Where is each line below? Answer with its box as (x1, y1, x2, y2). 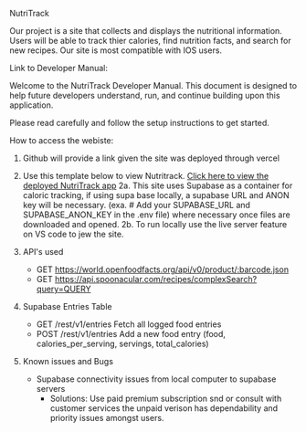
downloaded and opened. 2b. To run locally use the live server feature (22, 219, 288, 229)
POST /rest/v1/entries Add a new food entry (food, (36, 329, 227, 339)
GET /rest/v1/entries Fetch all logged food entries (36, 319, 222, 330)
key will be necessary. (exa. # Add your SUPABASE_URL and (22, 200, 251, 210)
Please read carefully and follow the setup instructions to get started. (9, 118, 269, 128)
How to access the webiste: (9, 135, 114, 145)
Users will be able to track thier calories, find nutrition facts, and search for (9, 36, 291, 46)
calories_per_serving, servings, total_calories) (36, 338, 209, 349)
